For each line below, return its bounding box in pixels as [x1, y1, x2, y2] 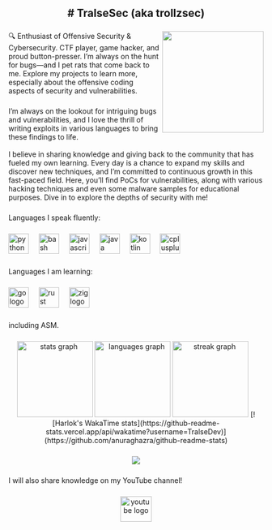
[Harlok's [52, 418, 83, 428]
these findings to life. [8, 132, 79, 142]
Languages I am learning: [8, 267, 93, 276]
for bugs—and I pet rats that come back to [8, 60, 150, 70]
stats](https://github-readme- [121, 418, 220, 428]
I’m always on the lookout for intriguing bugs [8, 106, 157, 116]
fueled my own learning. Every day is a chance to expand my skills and [8, 158, 245, 168]
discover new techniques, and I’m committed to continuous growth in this [8, 166, 253, 177]
